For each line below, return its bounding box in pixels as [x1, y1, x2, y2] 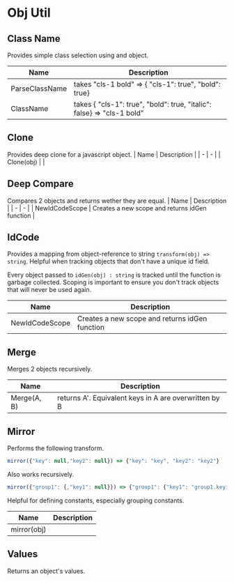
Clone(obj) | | [7, 158, 45, 166]
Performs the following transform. [7, 444, 104, 452]
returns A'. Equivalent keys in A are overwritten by [56, 393, 221, 403]
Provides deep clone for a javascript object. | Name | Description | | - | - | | [7, 150, 221, 158]
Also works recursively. [7, 470, 75, 478]
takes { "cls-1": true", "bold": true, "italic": [73, 100, 212, 109]
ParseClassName [10, 84, 68, 93]
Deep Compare [7, 178, 75, 190]
